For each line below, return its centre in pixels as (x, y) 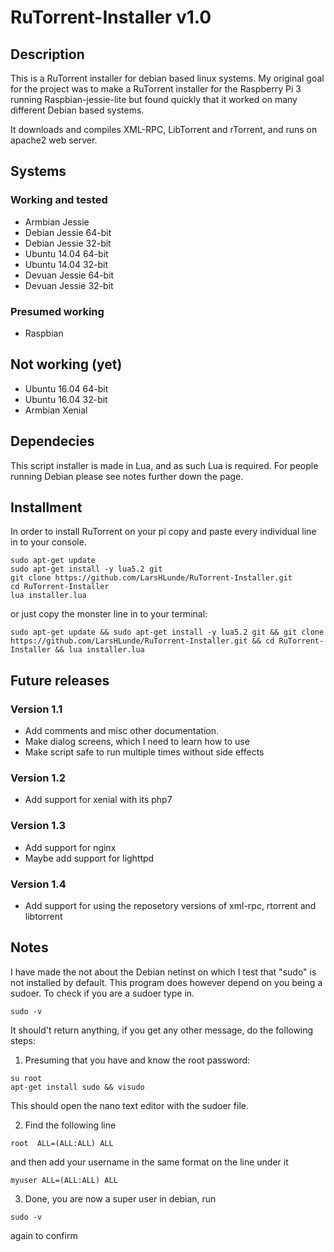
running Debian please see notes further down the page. (127, 476)
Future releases (60, 680)
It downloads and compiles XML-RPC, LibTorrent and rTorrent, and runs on (164, 129)
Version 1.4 (38, 884)
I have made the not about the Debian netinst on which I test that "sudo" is (163, 972)
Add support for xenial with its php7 (98, 800)
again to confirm (44, 1235)
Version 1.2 (38, 778)
